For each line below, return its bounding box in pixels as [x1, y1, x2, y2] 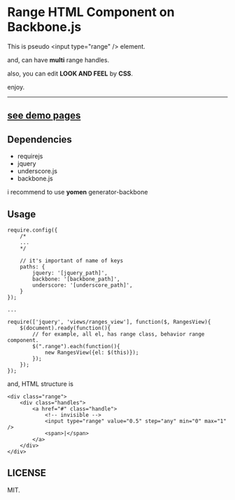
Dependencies [7, 134, 72, 145]
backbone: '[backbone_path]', [32, 276, 120, 283]
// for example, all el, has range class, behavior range [32, 330, 205, 338]
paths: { [20, 263, 45, 270]
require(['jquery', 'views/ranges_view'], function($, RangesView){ [7, 318, 211, 325]
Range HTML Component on [7, 4, 175, 20]
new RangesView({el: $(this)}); [44, 349, 139, 356]
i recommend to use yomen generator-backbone [7, 188, 148, 197]
